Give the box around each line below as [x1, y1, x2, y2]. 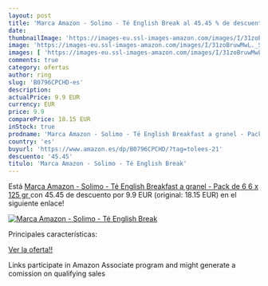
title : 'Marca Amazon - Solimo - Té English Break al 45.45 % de [8, 19, 230, 27]
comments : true [8, 57, 59, 65]
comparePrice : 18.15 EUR [8, 116, 91, 123]
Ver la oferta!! [8, 245, 53, 255]
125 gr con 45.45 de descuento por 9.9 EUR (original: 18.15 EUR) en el [8, 190, 237, 200]
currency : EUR [8, 100, 56, 108]
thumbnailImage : [8, 33, 62, 42]
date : [8, 26, 26, 34]
